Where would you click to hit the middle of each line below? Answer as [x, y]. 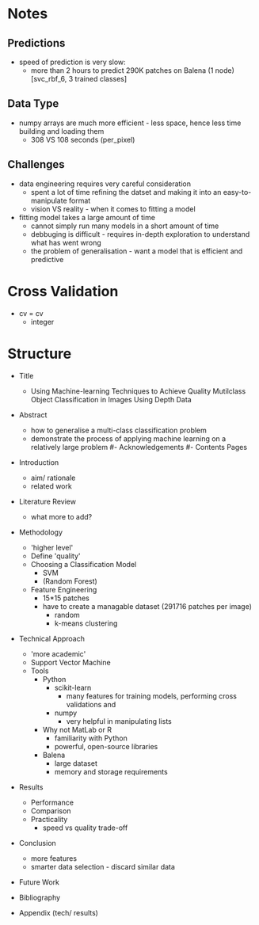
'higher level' [52, 547]
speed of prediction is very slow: [72, 62]
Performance [52, 802]
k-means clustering [86, 623]
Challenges [36, 164]
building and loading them [61, 131]
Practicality [49, 819]
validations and [91, 704]
